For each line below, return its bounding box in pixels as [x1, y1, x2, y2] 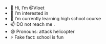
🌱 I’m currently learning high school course [10, 16, 101, 21]
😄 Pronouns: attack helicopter [10, 28, 75, 34]
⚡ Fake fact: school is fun [10, 34, 64, 40]
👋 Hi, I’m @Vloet [10, 5, 45, 11]
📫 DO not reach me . [10, 21, 55, 27]
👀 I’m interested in [10, 10, 49, 16]
